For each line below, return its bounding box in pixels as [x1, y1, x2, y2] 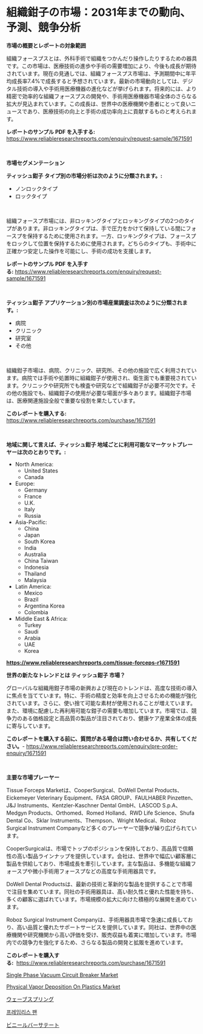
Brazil [24, 595, 39, 603]
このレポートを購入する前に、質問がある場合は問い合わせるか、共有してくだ [6, 735, 197, 742]
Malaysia [24, 576, 47, 583]
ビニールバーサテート [6, 1021, 59, 1029]
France [24, 492, 42, 500]
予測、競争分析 [6, 21, 81, 35]
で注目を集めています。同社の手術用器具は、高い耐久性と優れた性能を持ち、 [6, 888, 197, 895]
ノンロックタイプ [15, 185, 58, 192]
